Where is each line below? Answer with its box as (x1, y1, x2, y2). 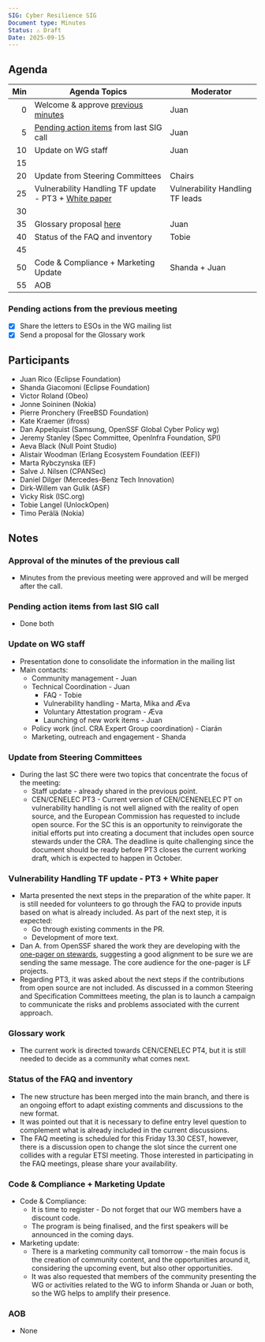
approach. (19, 1008, 54, 1018)
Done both (19, 619, 54, 628)
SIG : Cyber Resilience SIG (8, 11, 97, 20)
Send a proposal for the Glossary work (19, 330, 146, 340)
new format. (19, 1109, 59, 1118)
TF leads (170, 193, 203, 204)
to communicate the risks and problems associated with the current (19, 1000, 240, 1009)
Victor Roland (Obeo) (19, 391, 89, 401)
